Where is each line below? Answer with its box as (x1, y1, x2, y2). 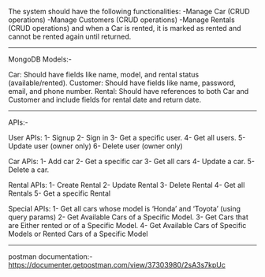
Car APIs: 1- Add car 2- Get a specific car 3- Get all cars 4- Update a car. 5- (8, 157, 255, 166)
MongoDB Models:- (8, 54, 73, 64)
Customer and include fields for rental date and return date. (8, 95, 202, 104)
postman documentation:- (8, 252, 93, 261)
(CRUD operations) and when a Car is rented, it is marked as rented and (8, 24, 242, 32)
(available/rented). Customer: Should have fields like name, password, (8, 78, 237, 88)
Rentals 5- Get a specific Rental (8, 189, 111, 198)
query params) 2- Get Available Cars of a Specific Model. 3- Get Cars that (8, 212, 248, 222)
